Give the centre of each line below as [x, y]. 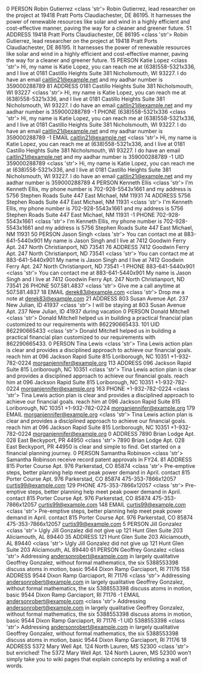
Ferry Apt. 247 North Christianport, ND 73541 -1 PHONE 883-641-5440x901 [101, 266]
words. [15, 666]
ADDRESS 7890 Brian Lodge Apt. [154, 434]
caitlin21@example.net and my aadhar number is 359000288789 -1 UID [95, 157]
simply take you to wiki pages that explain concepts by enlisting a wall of [97, 659]
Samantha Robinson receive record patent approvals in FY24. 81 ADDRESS [99, 459]
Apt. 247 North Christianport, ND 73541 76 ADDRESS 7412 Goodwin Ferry [98, 247]
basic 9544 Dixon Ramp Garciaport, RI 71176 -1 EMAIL [73, 595]
